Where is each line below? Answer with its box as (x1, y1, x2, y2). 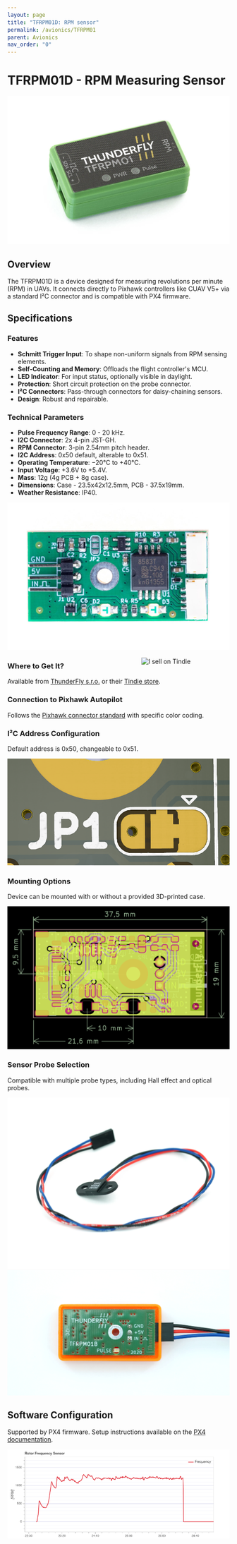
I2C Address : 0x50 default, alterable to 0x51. (17, 451, 149, 459)
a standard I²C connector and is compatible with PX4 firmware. (7, 292, 191, 301)
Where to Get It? (7, 661, 65, 671)
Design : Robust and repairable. (17, 394, 109, 403)
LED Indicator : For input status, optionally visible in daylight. (17, 372, 193, 380)
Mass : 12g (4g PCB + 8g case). (17, 474, 109, 482)
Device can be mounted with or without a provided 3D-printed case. (7, 893, 206, 901)
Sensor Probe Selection (7, 1060, 90, 1070)
